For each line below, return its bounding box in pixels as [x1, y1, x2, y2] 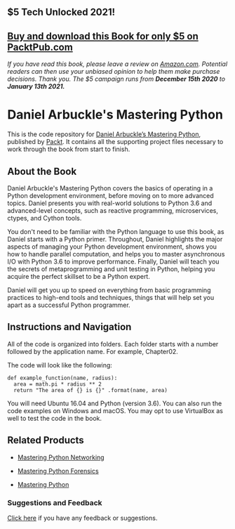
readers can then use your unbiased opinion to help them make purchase [7, 67, 220, 76]
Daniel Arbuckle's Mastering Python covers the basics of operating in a [7, 183, 213, 192]
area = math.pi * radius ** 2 [13, 380, 102, 388]
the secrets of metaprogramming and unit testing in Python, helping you [7, 264, 215, 273]
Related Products [7, 434, 84, 446]
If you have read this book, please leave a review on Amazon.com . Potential [7, 60, 228, 68]
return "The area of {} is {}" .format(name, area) [13, 386, 168, 393]
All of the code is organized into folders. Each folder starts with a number [7, 339, 219, 348]
